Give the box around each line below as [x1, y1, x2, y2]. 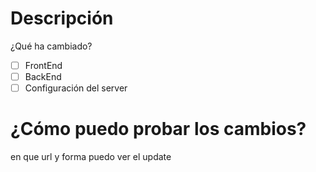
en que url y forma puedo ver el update [10, 151, 172, 163]
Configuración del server [24, 82, 128, 94]
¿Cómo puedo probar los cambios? [10, 118, 307, 141]
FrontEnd [24, 59, 63, 71]
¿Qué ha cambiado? [10, 40, 93, 52]
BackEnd [24, 71, 62, 82]
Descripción [10, 7, 114, 30]
